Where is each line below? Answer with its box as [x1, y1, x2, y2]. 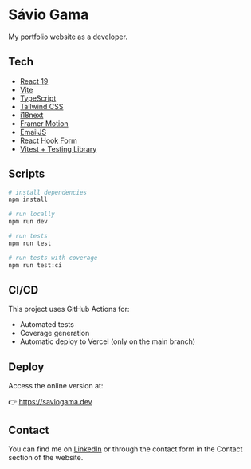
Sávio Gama [8, 6, 89, 24]
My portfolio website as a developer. [8, 32, 127, 41]
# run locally [8, 210, 56, 219]
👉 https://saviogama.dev [8, 397, 93, 407]
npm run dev [8, 218, 48, 226]
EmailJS [19, 127, 47, 136]
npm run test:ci [8, 261, 62, 269]
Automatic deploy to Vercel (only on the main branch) [19, 337, 196, 346]
